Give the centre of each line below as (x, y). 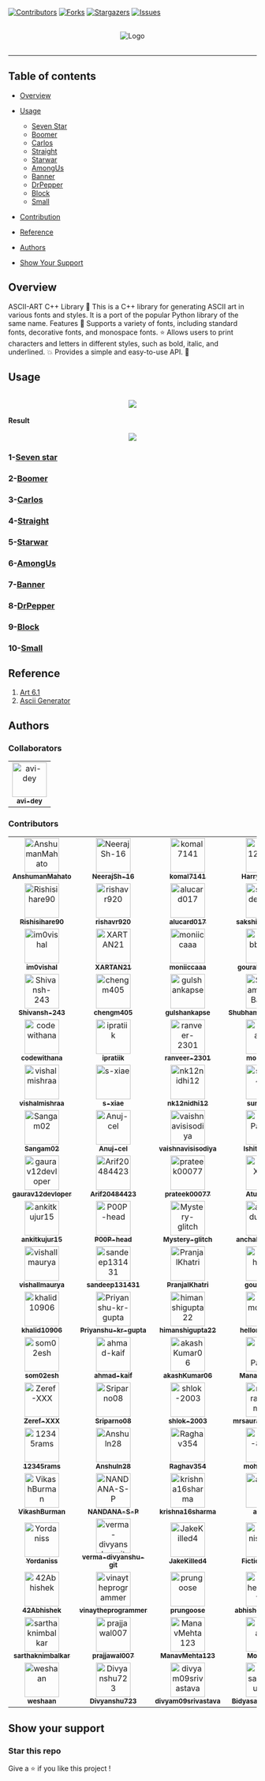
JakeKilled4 (188, 1561)
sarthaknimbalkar (42, 1656)
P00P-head (113, 1240)
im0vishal (42, 967)
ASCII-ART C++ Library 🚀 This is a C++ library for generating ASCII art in (126, 306)
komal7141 (188, 877)
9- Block (24, 627)
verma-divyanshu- (113, 1557)
